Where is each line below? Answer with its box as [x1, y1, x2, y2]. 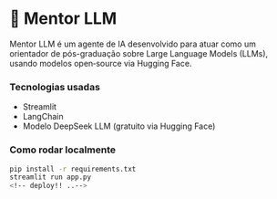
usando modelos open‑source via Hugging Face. [9, 58, 192, 68]
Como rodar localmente [9, 143, 117, 156]
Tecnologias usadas [9, 80, 100, 93]
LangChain [22, 111, 64, 122]
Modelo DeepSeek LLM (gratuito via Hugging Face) [22, 120, 216, 131]
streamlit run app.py [9, 173, 92, 182]
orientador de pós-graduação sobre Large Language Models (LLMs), [9, 47, 269, 58]
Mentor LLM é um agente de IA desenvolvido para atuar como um [9, 38, 257, 49]
